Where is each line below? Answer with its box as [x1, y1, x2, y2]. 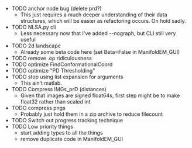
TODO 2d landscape [11, 42, 61, 49]
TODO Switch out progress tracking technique [11, 117, 124, 123]
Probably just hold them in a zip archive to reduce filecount [20, 111, 163, 118]
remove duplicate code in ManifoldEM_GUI [20, 136, 124, 142]
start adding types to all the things [20, 129, 104, 136]
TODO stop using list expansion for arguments [11, 73, 124, 80]
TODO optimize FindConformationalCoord [11, 61, 113, 68]
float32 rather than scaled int [20, 98, 91, 105]
